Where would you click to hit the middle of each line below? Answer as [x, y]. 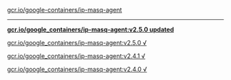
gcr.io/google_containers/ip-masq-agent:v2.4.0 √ [77, 69]
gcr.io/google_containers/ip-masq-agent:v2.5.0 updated [90, 29]
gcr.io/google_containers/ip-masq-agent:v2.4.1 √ [76, 56]
